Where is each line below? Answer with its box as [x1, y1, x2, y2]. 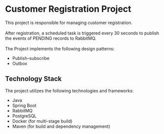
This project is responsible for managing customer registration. [5, 20, 133, 26]
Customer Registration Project [5, 3, 132, 15]
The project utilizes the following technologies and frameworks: [5, 87, 134, 94]
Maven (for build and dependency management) [12, 123, 110, 129]
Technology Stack [5, 75, 62, 83]
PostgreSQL [12, 113, 37, 119]
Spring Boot [12, 102, 37, 108]
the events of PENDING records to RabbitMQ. [5, 35, 97, 41]
